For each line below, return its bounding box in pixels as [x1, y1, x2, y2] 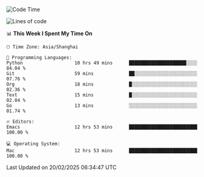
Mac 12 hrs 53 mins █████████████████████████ [6, 148, 198, 154]
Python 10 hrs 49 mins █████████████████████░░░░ [6, 60, 198, 66]
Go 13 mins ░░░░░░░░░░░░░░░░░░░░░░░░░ [6, 103, 198, 109]
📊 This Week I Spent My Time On [6, 30, 93, 37]
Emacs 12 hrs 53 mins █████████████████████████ [6, 124, 198, 130]
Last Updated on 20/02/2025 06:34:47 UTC [6, 164, 117, 171]
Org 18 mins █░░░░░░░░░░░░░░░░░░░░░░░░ [6, 81, 198, 87]
